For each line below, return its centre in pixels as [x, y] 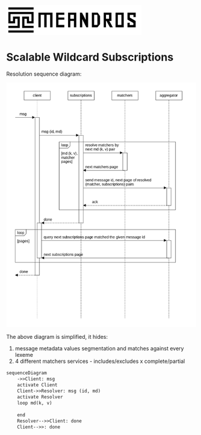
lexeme [24, 355]
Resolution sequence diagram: [44, 74]
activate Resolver [40, 397]
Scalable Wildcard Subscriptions [90, 57]
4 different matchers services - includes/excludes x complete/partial [100, 361]
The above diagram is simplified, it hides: [57, 337]
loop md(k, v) [35, 403]
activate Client [38, 385]
